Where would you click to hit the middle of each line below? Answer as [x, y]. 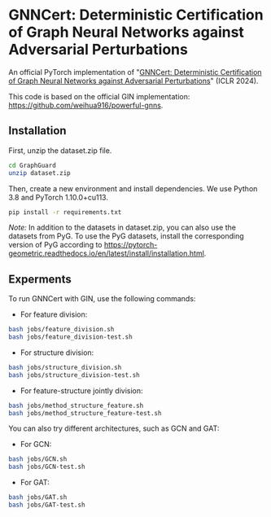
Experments [40, 279]
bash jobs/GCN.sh [38, 459]
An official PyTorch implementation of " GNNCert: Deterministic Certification [135, 72]
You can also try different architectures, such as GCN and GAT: [114, 428]
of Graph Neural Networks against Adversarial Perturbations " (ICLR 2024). [133, 81]
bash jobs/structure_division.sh [65, 367]
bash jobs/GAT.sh [38, 497]
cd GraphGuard [33, 165]
